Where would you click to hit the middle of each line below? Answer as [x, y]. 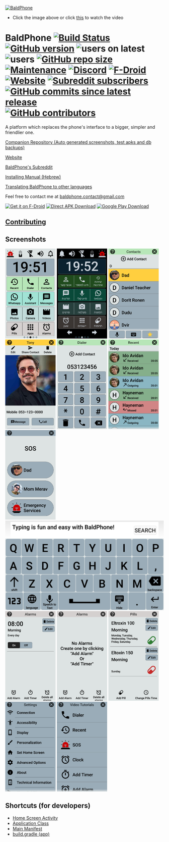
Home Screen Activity [35, 818]
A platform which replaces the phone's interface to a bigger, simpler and [80, 127]
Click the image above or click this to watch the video [68, 17]
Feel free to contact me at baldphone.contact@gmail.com [65, 196]
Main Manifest [27, 828]
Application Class [31, 823]
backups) [15, 147]
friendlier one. [20, 132]
